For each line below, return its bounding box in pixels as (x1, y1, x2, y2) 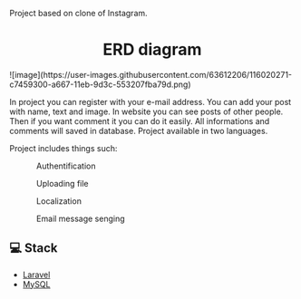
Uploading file (35, 178, 89, 188)
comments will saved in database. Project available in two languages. (9, 125, 268, 136)
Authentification (35, 160, 96, 171)
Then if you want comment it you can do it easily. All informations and (9, 115, 270, 126)
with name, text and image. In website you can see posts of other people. (9, 106, 284, 117)
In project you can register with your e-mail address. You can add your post (9, 96, 292, 107)
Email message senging (35, 213, 125, 224)
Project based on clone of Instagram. (9, 8, 148, 18)
